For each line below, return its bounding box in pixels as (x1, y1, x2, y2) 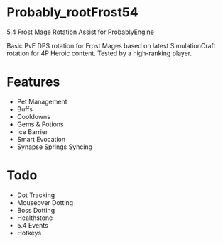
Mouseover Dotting (16, 198, 74, 206)
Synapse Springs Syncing (16, 143, 93, 151)
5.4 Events (16, 221, 49, 229)
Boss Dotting (16, 206, 55, 214)
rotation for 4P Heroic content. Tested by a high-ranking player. (6, 49, 192, 57)
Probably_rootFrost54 (6, 4, 139, 21)
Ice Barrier (16, 127, 48, 135)
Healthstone (16, 213, 53, 222)
